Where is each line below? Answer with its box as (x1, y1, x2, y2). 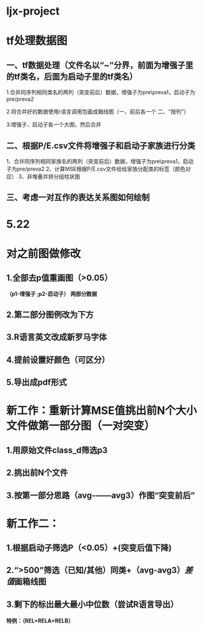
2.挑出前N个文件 (6, 468, 68, 478)
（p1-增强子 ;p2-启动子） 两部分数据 (6, 290, 98, 297)
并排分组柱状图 (42, 173, 81, 180)
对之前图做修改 (6, 247, 81, 261)
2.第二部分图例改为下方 (6, 309, 94, 320)
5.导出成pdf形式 (6, 377, 67, 388)
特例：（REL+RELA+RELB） (6, 617, 74, 625)
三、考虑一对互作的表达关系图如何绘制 (6, 193, 150, 203)
